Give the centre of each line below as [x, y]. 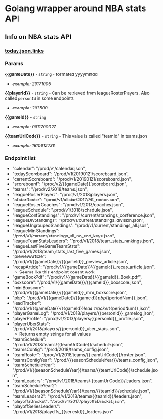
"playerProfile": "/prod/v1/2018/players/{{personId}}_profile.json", [78, 319]
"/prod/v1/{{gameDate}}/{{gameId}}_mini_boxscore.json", [70, 293]
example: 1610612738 [34, 145]
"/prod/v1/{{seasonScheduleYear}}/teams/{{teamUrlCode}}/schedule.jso [85, 370]
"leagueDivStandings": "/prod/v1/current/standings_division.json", [78, 220]
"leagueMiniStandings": [36, 231]
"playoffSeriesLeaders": [36, 406]
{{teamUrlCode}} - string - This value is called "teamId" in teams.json [76, 136]
